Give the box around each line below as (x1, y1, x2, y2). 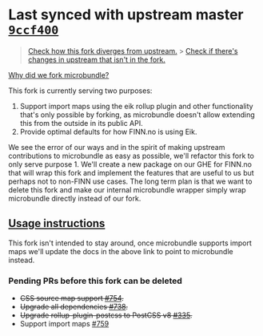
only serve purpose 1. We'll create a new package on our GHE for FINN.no (8, 159, 252, 169)
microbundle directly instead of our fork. (8, 193, 141, 203)
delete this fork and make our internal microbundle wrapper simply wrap (8, 184, 246, 194)
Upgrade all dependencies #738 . (19, 302, 128, 312)
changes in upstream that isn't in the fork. (27, 55, 166, 64)
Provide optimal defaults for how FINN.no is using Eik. (19, 127, 197, 136)
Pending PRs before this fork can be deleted (8, 275, 182, 286)
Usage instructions (8, 217, 106, 230)
